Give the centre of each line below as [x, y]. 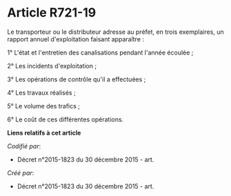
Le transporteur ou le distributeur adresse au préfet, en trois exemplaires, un [115, 32]
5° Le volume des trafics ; [44, 106]
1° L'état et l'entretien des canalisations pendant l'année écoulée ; [100, 52]
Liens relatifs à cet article [44, 133]
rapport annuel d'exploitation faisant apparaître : [76, 39]
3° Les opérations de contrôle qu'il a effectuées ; [77, 79]
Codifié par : [24, 146]
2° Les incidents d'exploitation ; [52, 66]
